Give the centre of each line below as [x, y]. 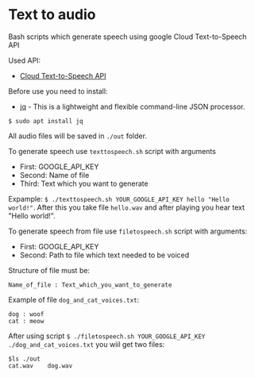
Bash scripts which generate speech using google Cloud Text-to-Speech [127, 37]
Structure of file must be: [49, 270]
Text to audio [52, 15]
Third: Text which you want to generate [84, 183]
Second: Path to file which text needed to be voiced [104, 255]
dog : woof [26, 314]
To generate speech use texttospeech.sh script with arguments [112, 151]
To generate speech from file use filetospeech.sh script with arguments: [128, 231]
